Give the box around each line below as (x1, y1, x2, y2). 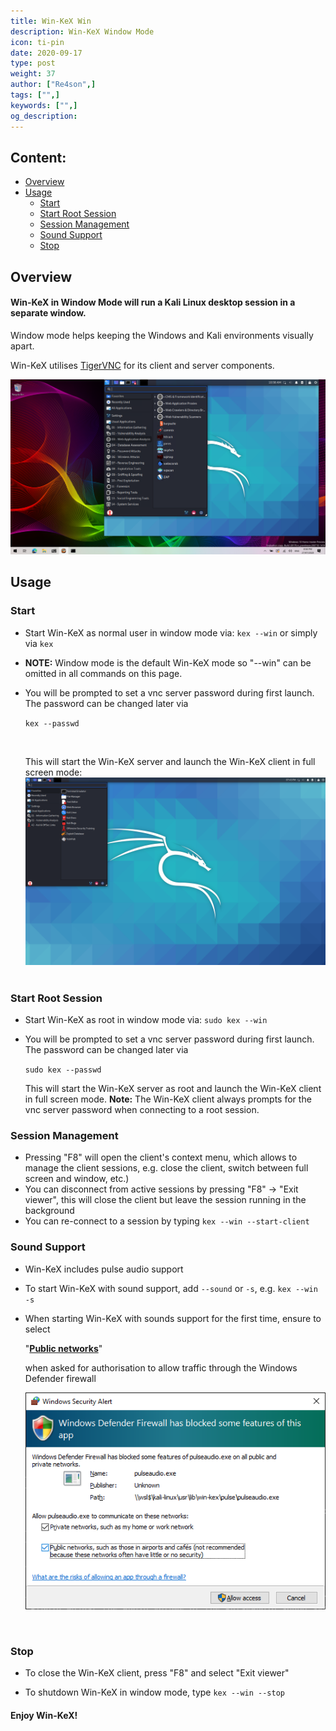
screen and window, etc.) (24, 1173, 130, 1185)
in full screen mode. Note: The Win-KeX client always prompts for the (24, 1093, 312, 1105)
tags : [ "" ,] (10, 90, 60, 100)
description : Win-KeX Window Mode (10, 26, 155, 37)
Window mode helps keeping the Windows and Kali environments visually (10, 329, 314, 341)
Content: (10, 149, 67, 166)
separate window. (10, 307, 87, 319)
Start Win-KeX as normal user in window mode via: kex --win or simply (24, 626, 318, 639)
